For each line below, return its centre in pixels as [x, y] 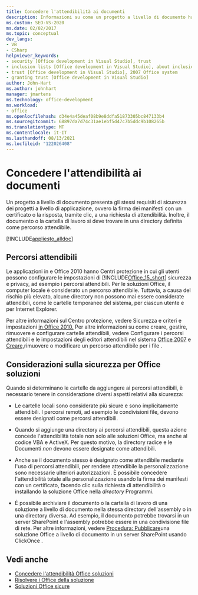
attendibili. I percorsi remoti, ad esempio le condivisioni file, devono [96, 412]
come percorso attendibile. [39, 227]
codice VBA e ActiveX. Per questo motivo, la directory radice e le [93, 442]
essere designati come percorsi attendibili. [66, 419]
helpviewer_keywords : [33, 56]
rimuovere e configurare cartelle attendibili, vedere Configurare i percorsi [95, 333]
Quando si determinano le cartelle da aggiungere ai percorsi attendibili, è [95, 388]
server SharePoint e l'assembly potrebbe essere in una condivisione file [102, 522]
